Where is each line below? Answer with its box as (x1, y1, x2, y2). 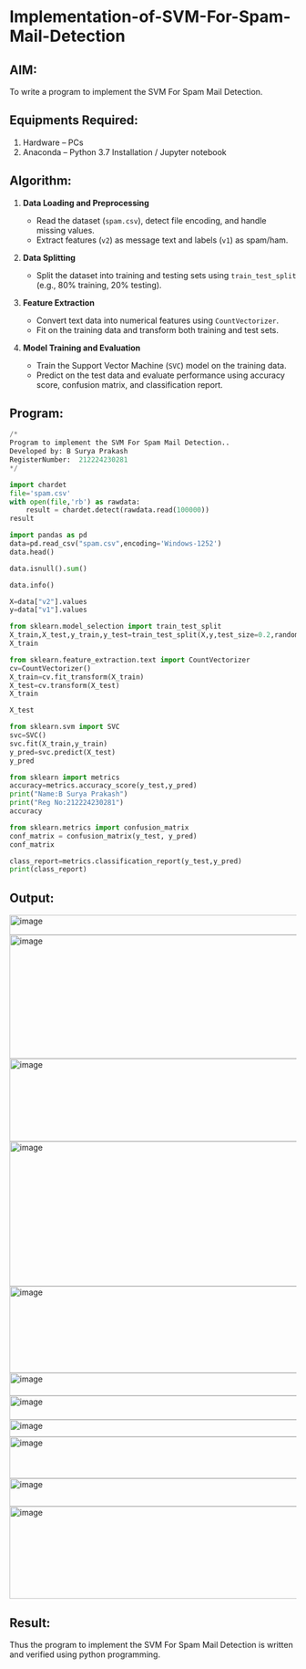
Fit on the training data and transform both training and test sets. (36, 324, 280, 335)
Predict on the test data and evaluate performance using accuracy (36, 370, 285, 381)
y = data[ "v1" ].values (9, 605, 88, 615)
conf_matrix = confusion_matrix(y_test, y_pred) (9, 831, 198, 840)
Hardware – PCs (22, 137, 84, 148)
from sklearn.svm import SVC (9, 723, 120, 732)
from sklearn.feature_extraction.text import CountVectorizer (9, 655, 250, 664)
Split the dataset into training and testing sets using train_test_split (36, 269, 297, 280)
